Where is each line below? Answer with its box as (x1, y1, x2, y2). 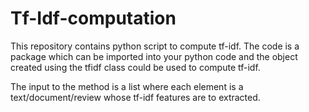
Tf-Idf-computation (10, 7, 177, 30)
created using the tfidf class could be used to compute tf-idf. (10, 61, 261, 73)
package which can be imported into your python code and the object (10, 50, 298, 62)
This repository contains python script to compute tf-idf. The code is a (10, 40, 300, 52)
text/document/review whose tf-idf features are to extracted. (10, 91, 261, 103)
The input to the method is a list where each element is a (10, 80, 244, 92)
